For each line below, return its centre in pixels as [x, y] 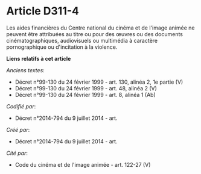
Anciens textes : [26, 70]
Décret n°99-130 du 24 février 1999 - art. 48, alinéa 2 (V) [86, 88]
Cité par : [17, 153]
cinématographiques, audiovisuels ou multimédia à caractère [82, 40]
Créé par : [18, 129]
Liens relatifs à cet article [39, 58]
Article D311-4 [43, 11]
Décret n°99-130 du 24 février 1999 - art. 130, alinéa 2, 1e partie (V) [99, 82]
